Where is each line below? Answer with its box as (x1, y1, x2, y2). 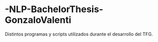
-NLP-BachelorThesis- (5, 4, 103, 15)
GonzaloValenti (5, 14, 72, 26)
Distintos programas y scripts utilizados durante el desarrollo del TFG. (5, 31, 153, 37)
